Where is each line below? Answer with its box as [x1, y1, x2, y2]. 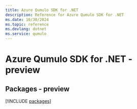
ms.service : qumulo [5, 31, 47, 36]
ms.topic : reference [5, 21, 49, 27]
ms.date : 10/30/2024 [5, 17, 49, 22]
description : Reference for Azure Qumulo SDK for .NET [5, 12, 124, 17]
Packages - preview [5, 84, 70, 93]
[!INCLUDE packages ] [5, 98, 51, 104]
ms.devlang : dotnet [5, 27, 47, 32]
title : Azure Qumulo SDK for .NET [5, 7, 79, 13]
